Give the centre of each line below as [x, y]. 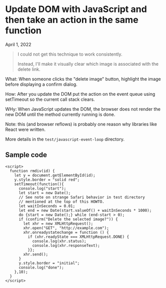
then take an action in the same [72, 20]
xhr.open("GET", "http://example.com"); [66, 228]
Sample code [26, 155]
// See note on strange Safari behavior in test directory [81, 197]
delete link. [29, 69]
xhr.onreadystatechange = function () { [66, 232]
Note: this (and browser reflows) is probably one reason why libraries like [81, 124]
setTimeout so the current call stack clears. [50, 99]
